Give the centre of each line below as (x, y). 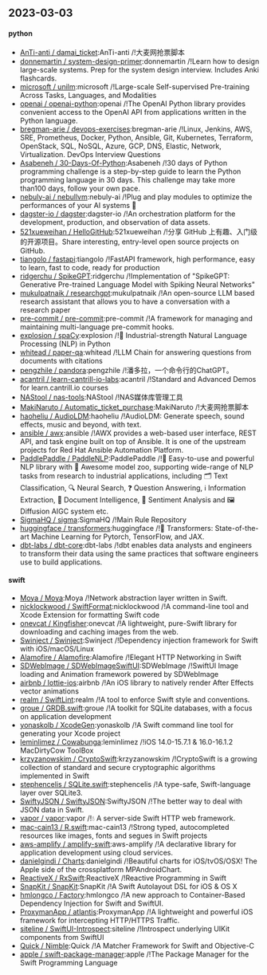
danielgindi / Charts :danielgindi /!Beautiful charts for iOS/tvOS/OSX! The (138, 861)
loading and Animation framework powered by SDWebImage (119, 674)
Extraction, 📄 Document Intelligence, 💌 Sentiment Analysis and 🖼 (127, 499)
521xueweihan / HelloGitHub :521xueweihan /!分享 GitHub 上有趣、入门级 (138, 231)
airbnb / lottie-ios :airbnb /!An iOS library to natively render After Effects (137, 682)
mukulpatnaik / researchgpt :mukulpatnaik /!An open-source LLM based (137, 293)
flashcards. (38, 78)
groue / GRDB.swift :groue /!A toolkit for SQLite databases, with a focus (136, 708)
